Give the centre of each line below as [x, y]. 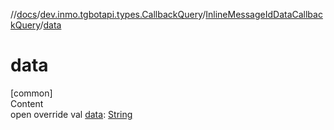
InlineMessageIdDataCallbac [264, 14]
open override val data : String [71, 114]
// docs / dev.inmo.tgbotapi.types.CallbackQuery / [108, 14]
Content [27, 103]
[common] [31, 93]
